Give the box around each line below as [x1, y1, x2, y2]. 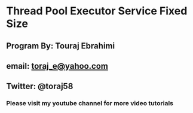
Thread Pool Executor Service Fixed [6, 4, 188, 18]
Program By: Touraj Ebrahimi [6, 41, 115, 51]
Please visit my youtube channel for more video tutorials [6, 99, 173, 108]
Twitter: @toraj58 [6, 81, 73, 91]
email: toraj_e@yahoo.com [6, 61, 109, 71]
